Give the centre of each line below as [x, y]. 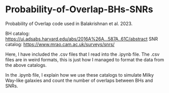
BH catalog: [18, 33]
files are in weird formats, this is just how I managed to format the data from [85, 59]
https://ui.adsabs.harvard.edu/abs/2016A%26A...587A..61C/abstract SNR [82, 39]
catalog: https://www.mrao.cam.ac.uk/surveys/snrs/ [60, 44]
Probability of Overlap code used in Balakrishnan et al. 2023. [69, 24]
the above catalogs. [26, 65]
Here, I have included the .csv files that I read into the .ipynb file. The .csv [82, 54]
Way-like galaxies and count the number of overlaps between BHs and [79, 80]
